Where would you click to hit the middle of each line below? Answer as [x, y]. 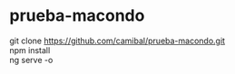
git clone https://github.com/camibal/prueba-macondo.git [117, 41]
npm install [30, 50]
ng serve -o [31, 60]
